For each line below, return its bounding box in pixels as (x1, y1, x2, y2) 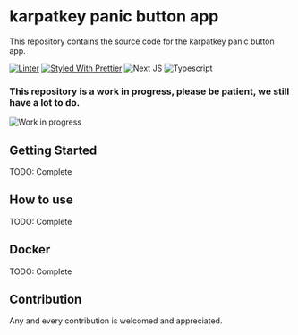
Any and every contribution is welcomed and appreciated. (9, 315, 223, 326)
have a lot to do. (9, 96, 81, 108)
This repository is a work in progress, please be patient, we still (9, 85, 290, 98)
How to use (9, 193, 73, 208)
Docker (9, 242, 51, 257)
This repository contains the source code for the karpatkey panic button (9, 36, 275, 47)
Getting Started (9, 142, 98, 158)
